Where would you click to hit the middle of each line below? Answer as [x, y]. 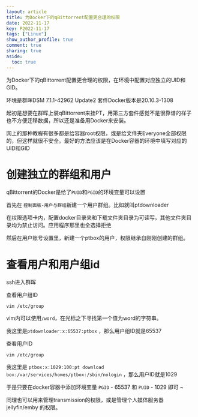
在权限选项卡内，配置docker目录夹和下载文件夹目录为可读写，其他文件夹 [96, 218]
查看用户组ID [22, 295]
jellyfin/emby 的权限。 [34, 407]
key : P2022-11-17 [28, 28]
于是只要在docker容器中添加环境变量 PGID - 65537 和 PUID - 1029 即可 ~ [95, 387]
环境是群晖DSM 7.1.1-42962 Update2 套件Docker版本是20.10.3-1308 [90, 100]
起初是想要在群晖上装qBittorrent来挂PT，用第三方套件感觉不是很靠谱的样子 [99, 113]
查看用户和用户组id [53, 264]
